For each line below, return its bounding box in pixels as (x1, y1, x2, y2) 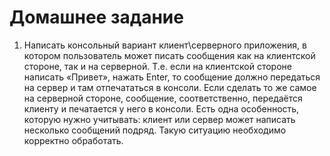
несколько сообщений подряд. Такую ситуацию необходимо (23, 124, 287, 136)
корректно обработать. (23, 134, 124, 146)
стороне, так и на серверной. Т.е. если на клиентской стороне (23, 60, 292, 72)
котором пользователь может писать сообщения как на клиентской (23, 49, 316, 61)
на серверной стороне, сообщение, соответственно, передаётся (23, 92, 303, 104)
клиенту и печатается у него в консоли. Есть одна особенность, (23, 102, 300, 115)
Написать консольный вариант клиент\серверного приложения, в (23, 39, 307, 51)
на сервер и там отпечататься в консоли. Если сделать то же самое (23, 81, 317, 93)
